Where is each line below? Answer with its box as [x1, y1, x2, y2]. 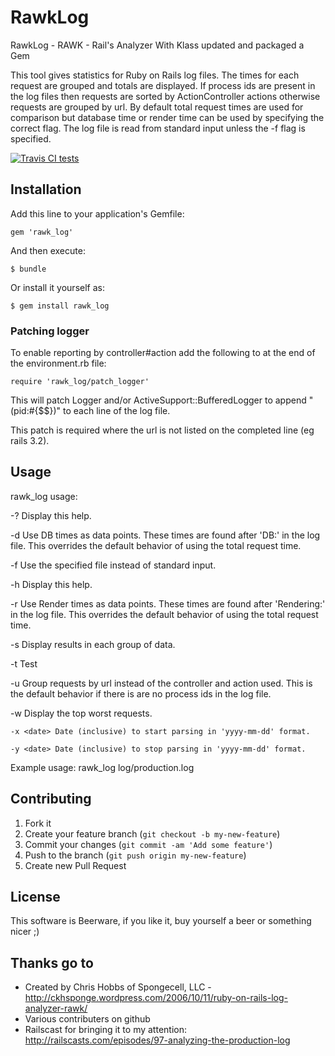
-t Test [10, 657, 38, 670]
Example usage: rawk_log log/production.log [10, 761, 195, 773]
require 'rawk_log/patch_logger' [10, 377, 150, 387]
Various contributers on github [24, 1013, 151, 1025]
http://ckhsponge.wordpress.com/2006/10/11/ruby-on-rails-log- [24, 992, 288, 1004]
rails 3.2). [10, 435, 50, 447]
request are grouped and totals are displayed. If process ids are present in [10, 79, 316, 91]
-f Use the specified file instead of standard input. [10, 559, 217, 571]
